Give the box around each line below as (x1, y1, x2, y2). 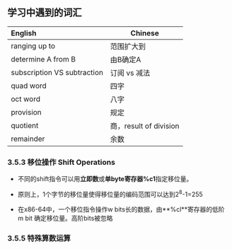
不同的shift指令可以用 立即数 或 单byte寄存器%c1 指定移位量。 (17, 175, 193, 183)
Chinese (130, 28, 159, 37)
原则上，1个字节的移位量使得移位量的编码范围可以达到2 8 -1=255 (17, 189, 203, 198)
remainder (11, 134, 45, 144)
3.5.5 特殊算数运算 (7, 233, 71, 243)
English (11, 28, 37, 37)
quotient (11, 120, 39, 130)
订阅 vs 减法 (110, 68, 151, 78)
